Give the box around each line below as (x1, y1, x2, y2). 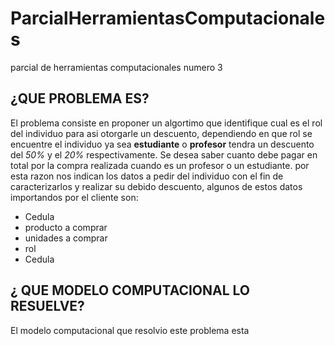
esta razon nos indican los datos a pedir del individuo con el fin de (10, 170, 284, 182)
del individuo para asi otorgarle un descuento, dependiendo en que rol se (10, 127, 313, 139)
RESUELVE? (10, 298, 85, 315)
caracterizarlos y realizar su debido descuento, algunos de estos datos (10, 180, 303, 192)
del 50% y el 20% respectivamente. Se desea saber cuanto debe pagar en (10, 148, 318, 161)
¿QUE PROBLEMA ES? (10, 90, 150, 107)
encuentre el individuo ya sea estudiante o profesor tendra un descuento (10, 138, 315, 150)
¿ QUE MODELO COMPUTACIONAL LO (10, 282, 251, 299)
